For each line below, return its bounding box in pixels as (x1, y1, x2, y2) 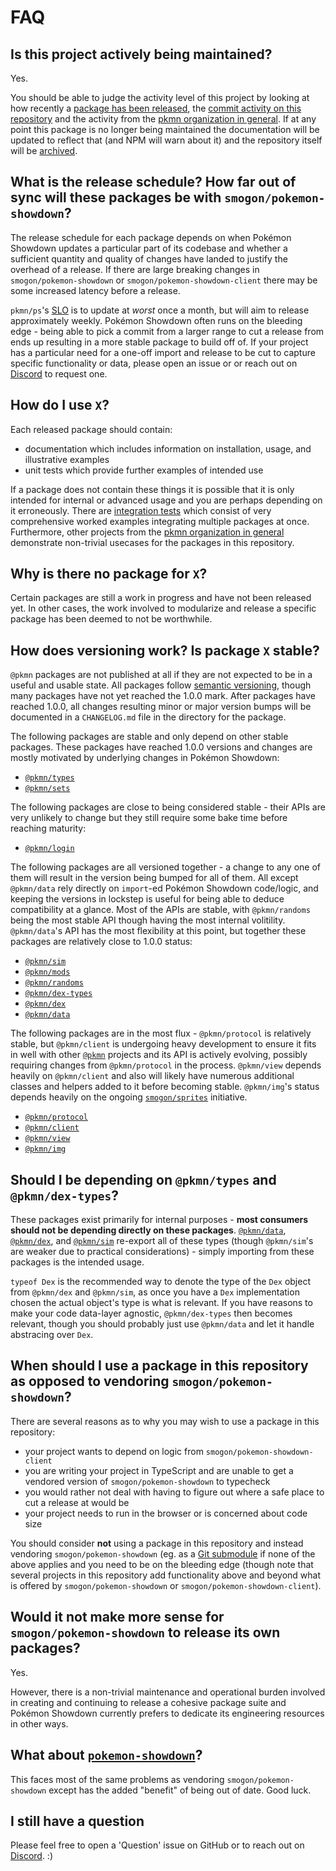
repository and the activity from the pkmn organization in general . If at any (10, 113, 317, 125)
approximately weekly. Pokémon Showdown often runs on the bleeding (10, 314, 303, 326)
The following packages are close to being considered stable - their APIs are (10, 801, 326, 813)
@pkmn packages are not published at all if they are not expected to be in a (10, 669, 313, 681)
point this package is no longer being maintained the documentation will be (10, 124, 320, 135)
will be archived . (10, 145, 78, 156)
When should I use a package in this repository (10, 1357, 309, 1375)
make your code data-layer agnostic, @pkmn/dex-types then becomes (10, 1307, 293, 1320)
